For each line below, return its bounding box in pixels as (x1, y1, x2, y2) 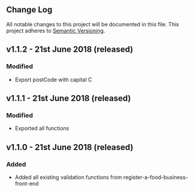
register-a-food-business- (123, 173, 189, 181)
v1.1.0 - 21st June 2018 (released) (6, 142, 134, 152)
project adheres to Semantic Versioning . (6, 27, 105, 34)
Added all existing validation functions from (14, 173, 122, 181)
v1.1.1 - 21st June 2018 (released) (6, 93, 131, 103)
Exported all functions (14, 125, 69, 132)
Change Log (6, 5, 53, 15)
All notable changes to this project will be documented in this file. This (6, 20, 180, 28)
